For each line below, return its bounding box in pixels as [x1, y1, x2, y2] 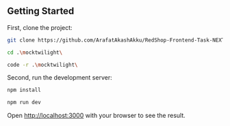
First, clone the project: [7, 23, 73, 31]
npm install [7, 86, 41, 94]
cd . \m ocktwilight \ [7, 49, 63, 56]
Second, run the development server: [7, 74, 112, 82]
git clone [7, 37, 36, 44]
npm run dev [7, 99, 41, 106]
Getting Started [7, 5, 75, 17]
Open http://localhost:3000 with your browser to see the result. [7, 112, 186, 120]
